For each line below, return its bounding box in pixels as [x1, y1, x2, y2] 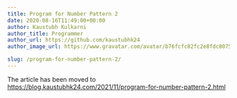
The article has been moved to [7, 75, 97, 83]
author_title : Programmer [7, 30, 83, 37]
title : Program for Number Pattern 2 [7, 10, 119, 18]
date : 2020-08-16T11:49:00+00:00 [7, 17, 106, 24]
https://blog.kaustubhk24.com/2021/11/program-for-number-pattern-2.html [7, 82, 226, 91]
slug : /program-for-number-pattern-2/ [7, 56, 121, 63]
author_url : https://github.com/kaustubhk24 [7, 37, 140, 44]
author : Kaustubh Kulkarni [7, 23, 87, 30]
